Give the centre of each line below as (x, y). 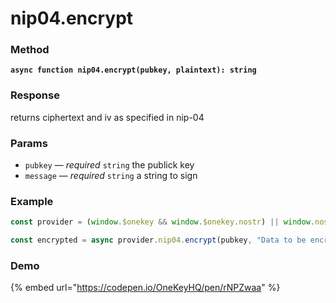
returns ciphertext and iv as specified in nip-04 (107, 117)
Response (35, 95)
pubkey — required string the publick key (109, 165)
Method (30, 50)
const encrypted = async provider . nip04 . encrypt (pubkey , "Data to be (158, 240)
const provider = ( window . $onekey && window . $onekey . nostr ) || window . (162, 222)
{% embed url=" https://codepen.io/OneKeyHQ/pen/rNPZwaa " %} (145, 288)
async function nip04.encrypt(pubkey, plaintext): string (133, 70)
